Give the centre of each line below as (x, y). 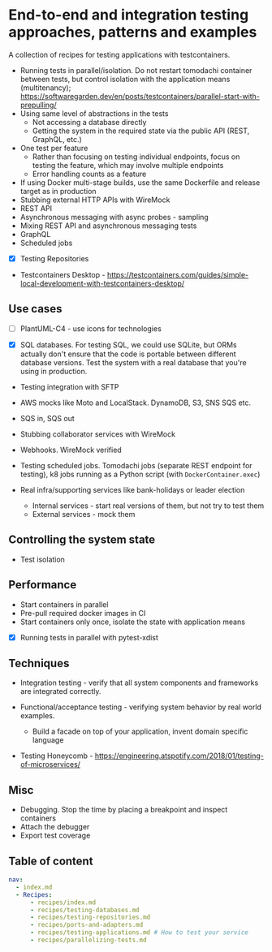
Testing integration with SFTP (69, 386)
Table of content (51, 861)
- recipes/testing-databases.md (84, 910)
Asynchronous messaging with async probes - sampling (114, 217)
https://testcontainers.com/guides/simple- (178, 275)
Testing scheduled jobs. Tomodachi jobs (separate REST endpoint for (136, 465)
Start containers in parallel (64, 604)
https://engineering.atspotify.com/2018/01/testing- (179, 756)
